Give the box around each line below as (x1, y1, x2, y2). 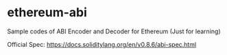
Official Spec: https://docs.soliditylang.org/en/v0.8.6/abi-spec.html (7, 40, 197, 48)
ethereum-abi (7, 5, 88, 20)
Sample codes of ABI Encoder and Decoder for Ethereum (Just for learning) (7, 27, 221, 35)
